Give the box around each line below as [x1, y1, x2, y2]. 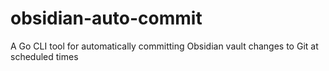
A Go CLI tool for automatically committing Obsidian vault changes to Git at [10, 40, 319, 52]
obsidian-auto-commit [10, 7, 203, 30]
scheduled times [10, 50, 79, 62]
